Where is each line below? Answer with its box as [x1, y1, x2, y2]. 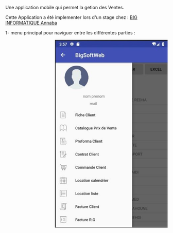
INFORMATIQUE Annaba [5, 20, 58, 26]
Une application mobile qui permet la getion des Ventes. [5, 5, 125, 10]
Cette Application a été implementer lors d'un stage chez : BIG [5, 14, 137, 20]
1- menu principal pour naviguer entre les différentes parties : [5, 30, 135, 35]
